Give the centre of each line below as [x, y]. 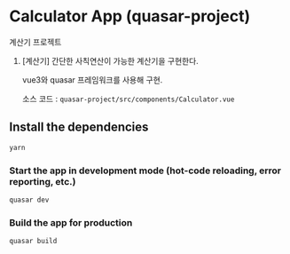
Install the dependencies [79, 127]
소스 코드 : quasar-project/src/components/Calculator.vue [128, 99]
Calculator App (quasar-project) [130, 16]
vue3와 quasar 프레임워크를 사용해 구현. [92, 79]
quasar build [33, 242]
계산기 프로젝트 [35, 42]
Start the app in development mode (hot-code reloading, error [145, 171]
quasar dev [29, 200]
